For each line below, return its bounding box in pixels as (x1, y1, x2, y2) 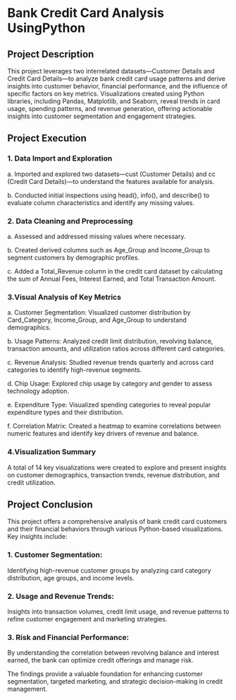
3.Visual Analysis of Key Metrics (7, 292, 122, 302)
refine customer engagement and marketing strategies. (7, 614, 168, 623)
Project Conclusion (7, 498, 93, 511)
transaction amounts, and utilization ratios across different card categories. (7, 344, 225, 353)
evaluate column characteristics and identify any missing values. (7, 198, 195, 206)
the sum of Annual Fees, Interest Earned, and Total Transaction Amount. (7, 274, 216, 283)
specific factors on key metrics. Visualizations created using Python (7, 90, 204, 98)
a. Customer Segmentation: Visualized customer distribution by (7, 308, 191, 317)
